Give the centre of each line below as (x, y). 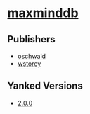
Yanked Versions (45, 86)
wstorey (29, 64)
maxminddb (43, 13)
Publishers (31, 39)
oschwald (32, 56)
